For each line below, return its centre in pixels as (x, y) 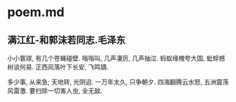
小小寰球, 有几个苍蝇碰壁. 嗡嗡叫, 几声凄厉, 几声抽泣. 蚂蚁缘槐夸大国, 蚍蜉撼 (116, 58)
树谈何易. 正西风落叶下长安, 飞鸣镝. (58, 67)
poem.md (36, 12)
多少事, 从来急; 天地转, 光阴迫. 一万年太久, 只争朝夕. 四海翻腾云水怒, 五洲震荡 (118, 82)
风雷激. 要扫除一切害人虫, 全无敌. (55, 91)
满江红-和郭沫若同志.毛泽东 (66, 40)
